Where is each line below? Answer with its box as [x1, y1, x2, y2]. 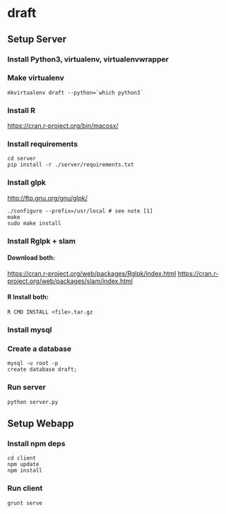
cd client [7, 455, 37, 462]
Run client [7, 484, 43, 494]
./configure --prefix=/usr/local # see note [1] [7, 207, 153, 215]
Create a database [7, 344, 72, 354]
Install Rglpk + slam [7, 236, 76, 246]
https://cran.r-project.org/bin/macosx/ [7, 121, 119, 130]
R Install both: [7, 293, 49, 301]
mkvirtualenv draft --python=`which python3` [7, 89, 143, 96]
